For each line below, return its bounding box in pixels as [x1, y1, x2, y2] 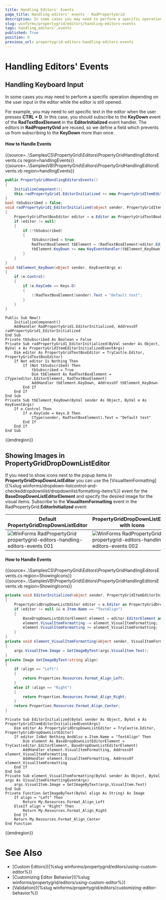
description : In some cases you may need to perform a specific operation [5, 16, 163, 21]
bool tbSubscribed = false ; [5, 200, 63, 206]
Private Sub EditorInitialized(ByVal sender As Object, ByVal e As [5, 717, 147, 722]
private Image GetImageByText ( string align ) [5, 658, 98, 662]
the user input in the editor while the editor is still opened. [5, 99, 123, 105]
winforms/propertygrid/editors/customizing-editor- [53, 885, 157, 891]
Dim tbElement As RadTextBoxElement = [31, 372, 112, 377]
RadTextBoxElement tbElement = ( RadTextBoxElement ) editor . [31, 242, 156, 247]
